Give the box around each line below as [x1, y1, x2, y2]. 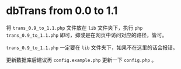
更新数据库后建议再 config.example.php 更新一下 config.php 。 [6, 56, 157, 63]
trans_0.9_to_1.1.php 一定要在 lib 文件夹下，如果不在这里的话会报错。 [6, 44, 178, 51]
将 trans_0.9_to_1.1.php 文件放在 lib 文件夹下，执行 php [6, 24, 143, 31]
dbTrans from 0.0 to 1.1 [6, 4, 118, 18]
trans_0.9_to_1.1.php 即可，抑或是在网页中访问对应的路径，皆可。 [6, 31, 168, 39]
